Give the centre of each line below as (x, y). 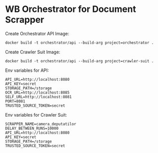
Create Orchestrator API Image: (37, 33)
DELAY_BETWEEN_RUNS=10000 (32, 128)
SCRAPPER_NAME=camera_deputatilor (41, 124)
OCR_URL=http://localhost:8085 (37, 92)
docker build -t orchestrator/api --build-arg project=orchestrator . (79, 43)
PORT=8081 (15, 101)
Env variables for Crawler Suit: (36, 115)
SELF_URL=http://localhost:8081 (38, 97)
